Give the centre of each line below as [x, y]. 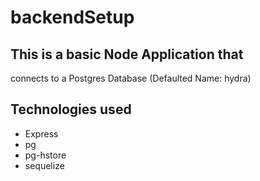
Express [41, 133]
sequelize [44, 165]
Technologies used [71, 109]
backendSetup [72, 17]
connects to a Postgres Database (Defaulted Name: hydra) [131, 78]
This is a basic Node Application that [127, 54]
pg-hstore [45, 155]
